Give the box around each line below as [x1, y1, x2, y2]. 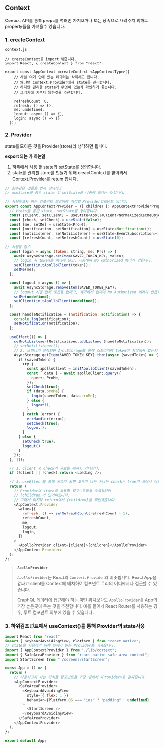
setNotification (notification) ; [14, 321, 80, 326]
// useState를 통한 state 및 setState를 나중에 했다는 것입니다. [5, 191, 125, 195]
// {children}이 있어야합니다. [14, 493, 70, 498]
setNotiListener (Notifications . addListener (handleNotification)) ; [14, 339, 152, 344]
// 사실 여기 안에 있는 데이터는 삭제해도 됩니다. [14, 75, 100, 80]
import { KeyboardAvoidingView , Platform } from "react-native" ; [5, 639, 141, 644]
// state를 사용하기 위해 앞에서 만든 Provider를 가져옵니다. [5, 643, 116, 648]
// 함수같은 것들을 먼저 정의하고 [5, 186, 62, 191]
